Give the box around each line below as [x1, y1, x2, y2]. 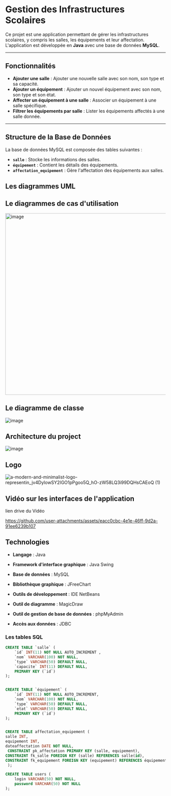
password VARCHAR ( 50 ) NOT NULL [14, 781, 81, 787]
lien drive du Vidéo [5, 508, 45, 514]
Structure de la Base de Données [5, 133, 111, 141]
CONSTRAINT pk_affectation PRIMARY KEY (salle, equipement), [7, 748, 140, 754]
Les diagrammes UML [5, 182, 76, 190]
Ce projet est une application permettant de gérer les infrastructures [5, 31, 149, 37]
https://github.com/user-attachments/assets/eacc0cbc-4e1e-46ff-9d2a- [5, 518, 158, 524]
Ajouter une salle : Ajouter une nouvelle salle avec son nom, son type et [12, 75, 164, 81]
